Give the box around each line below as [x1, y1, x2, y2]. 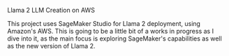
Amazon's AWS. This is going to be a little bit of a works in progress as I [7, 27, 214, 35]
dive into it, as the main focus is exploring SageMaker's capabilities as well [7, 34, 222, 43]
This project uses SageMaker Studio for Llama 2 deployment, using [7, 20, 201, 27]
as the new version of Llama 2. [7, 42, 96, 50]
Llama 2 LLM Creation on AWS [7, 6, 96, 14]
